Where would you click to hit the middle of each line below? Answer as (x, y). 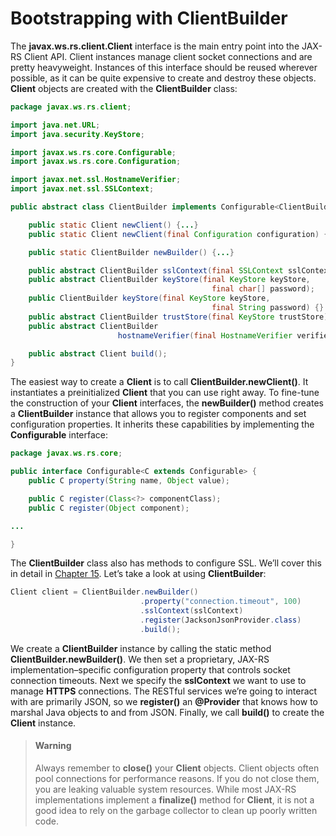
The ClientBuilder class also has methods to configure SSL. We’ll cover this (166, 563)
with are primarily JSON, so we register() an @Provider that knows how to (164, 701)
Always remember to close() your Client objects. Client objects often (177, 768)
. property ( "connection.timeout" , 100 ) (220, 602)
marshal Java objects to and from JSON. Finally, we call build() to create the (167, 712)
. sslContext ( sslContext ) (191, 611)
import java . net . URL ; (55, 125)
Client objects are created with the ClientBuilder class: (124, 88)
